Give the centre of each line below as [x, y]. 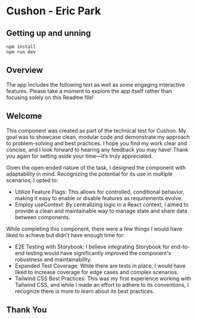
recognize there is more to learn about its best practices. [84, 291]
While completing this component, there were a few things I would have [94, 229]
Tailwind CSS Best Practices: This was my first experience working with [103, 278]
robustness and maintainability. [53, 259]
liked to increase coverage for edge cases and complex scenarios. [97, 272]
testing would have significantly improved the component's [98, 253]
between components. [42, 217]
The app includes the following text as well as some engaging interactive [96, 84]
